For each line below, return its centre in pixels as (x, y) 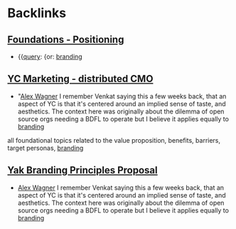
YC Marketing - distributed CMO (80, 79)
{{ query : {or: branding (50, 56)
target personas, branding (45, 148)
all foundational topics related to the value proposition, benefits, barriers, (114, 140)
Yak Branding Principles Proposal (82, 170)
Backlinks (37, 13)
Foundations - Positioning (66, 40)
